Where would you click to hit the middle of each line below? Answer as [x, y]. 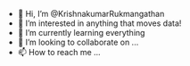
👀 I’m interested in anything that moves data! [99, 23]
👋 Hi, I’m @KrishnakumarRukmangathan [91, 14]
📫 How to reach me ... [59, 52]
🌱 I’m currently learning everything [81, 33]
